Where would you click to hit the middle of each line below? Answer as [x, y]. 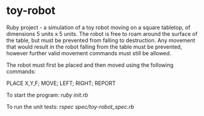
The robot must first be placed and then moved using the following [90, 65]
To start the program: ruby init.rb [47, 95]
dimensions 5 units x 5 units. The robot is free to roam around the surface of [102, 33]
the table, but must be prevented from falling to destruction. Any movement [101, 40]
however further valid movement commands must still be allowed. [89, 53]
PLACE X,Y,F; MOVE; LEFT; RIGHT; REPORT [61, 83]
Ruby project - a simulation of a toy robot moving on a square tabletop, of [98, 27]
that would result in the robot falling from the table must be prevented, [94, 47]
